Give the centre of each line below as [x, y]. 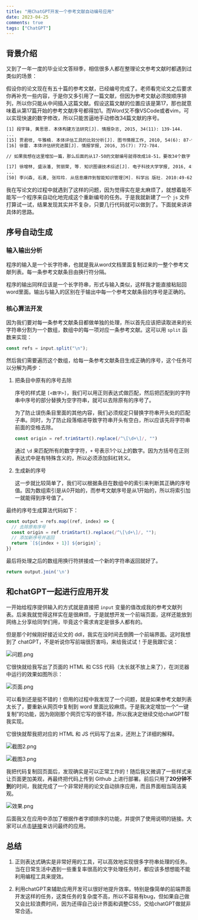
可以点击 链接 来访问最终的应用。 [50, 826]
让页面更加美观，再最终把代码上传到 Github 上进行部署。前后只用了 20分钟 [96, 779]
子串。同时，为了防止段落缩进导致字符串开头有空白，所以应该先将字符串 [102, 420]
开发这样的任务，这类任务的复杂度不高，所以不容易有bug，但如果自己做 [102, 896]
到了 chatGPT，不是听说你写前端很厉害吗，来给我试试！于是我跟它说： [92, 642]
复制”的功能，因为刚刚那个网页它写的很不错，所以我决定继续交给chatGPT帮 [98, 714]
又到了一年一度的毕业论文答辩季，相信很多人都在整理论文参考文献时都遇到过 [99, 69]
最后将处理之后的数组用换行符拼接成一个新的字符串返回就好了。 [83, 561]
